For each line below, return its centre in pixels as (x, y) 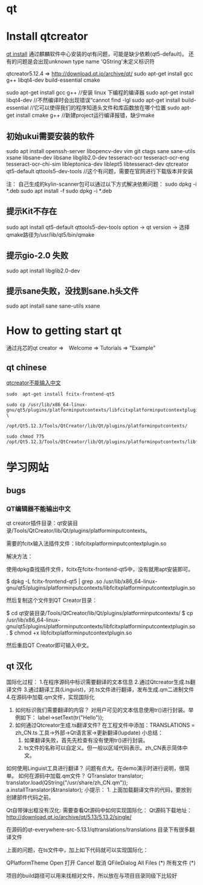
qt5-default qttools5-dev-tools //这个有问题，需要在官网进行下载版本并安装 (100, 171)
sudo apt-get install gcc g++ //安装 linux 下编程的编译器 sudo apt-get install (100, 93)
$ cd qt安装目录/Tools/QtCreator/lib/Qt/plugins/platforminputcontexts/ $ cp (100, 613)
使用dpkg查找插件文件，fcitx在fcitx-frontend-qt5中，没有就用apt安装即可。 (100, 569)
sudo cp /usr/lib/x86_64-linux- (47, 405)
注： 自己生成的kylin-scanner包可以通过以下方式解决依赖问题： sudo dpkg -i (101, 184)
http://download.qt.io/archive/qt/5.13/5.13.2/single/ (69, 817)
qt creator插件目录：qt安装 (40, 523)
